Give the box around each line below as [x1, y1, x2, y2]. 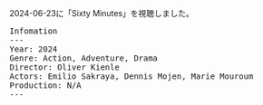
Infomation [9, 26, 58, 36]
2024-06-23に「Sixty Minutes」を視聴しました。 [9, 8, 195, 18]
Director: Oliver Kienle [9, 62, 120, 72]
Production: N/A [9, 81, 82, 91]
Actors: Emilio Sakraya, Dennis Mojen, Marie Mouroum [9, 72, 254, 81]
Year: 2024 [9, 44, 58, 54]
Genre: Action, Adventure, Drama [9, 53, 159, 63]
